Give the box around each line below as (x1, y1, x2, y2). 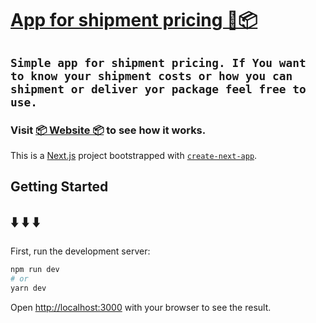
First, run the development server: (10, 245, 151, 257)
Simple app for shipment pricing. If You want (10, 55, 307, 70)
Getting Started (10, 178, 109, 196)
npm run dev (10, 265, 60, 275)
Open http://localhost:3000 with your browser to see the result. (10, 301, 272, 313)
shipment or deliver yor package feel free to (10, 82, 307, 96)
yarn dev (10, 283, 47, 293)
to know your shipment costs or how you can (10, 68, 293, 83)
